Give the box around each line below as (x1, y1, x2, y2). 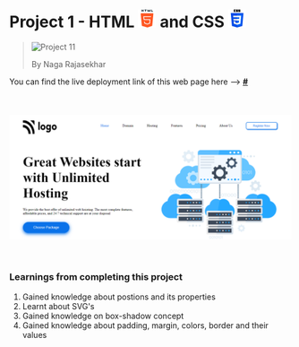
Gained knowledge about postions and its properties (21, 291, 217, 302)
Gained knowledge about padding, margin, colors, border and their (21, 319, 269, 331)
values (21, 329, 47, 340)
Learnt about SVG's (21, 300, 95, 311)
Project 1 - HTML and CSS (9, 12, 226, 32)
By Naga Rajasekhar (30, 58, 107, 69)
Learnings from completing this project (9, 271, 184, 283)
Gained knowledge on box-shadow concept (21, 310, 184, 321)
